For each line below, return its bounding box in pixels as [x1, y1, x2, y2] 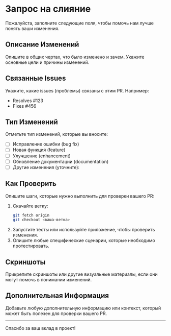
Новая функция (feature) [12, 147, 66, 153]
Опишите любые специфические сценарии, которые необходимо [12, 237, 155, 244]
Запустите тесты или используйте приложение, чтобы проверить [12, 227, 155, 233]
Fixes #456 [12, 103, 37, 109]
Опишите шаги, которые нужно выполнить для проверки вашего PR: [5, 193, 155, 199]
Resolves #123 [12, 98, 43, 104]
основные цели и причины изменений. [5, 59, 90, 65]
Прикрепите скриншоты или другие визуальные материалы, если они [5, 271, 158, 277]
